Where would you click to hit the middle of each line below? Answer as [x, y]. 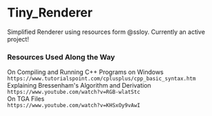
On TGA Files [26, 99]
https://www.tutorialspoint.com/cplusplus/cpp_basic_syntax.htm [102, 79]
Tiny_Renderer [50, 13]
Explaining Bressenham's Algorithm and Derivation [79, 86]
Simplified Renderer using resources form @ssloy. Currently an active [106, 32]
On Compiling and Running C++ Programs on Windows [85, 72]
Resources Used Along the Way [61, 57]
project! [18, 39]
